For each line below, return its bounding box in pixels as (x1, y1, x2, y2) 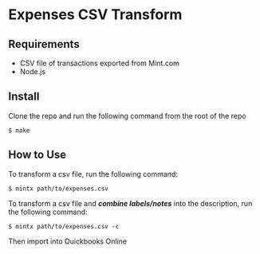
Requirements (8, 37, 80, 51)
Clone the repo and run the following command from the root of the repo (8, 111, 246, 120)
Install (8, 90, 40, 104)
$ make (8, 126, 30, 135)
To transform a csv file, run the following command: (8, 169, 178, 178)
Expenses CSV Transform (8, 6, 183, 24)
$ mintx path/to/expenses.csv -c (8, 222, 120, 230)
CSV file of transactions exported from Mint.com (19, 58, 179, 68)
